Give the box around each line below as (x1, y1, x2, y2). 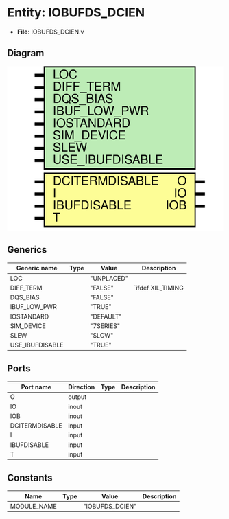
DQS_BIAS (10, 293, 40, 301)
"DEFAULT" (90, 312, 122, 321)
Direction (68, 383, 95, 391)
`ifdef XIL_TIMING (134, 284, 184, 292)
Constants (7, 472, 53, 483)
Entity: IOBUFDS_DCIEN (7, 5, 145, 21)
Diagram (7, 47, 45, 59)
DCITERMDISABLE (10, 422, 63, 430)
